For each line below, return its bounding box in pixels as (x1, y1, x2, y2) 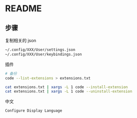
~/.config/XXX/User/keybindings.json (5, 52, 82, 57)
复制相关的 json (5, 38, 37, 43)
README (5, 3, 42, 14)
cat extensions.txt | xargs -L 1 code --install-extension (5, 84, 128, 90)
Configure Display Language (5, 108, 63, 113)
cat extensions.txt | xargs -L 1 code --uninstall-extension (5, 89, 133, 94)
